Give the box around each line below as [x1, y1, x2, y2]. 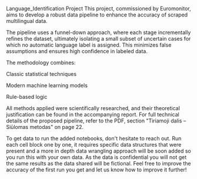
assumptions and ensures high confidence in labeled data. [6, 48, 148, 55]
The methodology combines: [6, 59, 76, 66]
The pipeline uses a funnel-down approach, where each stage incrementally [6, 29, 191, 36]
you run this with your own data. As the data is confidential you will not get [6, 154, 187, 161]
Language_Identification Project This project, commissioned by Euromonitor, [6, 5, 191, 12]
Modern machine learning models [6, 82, 88, 89]
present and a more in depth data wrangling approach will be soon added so [6, 147, 191, 154]
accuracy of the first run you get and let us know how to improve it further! [6, 166, 187, 173]
